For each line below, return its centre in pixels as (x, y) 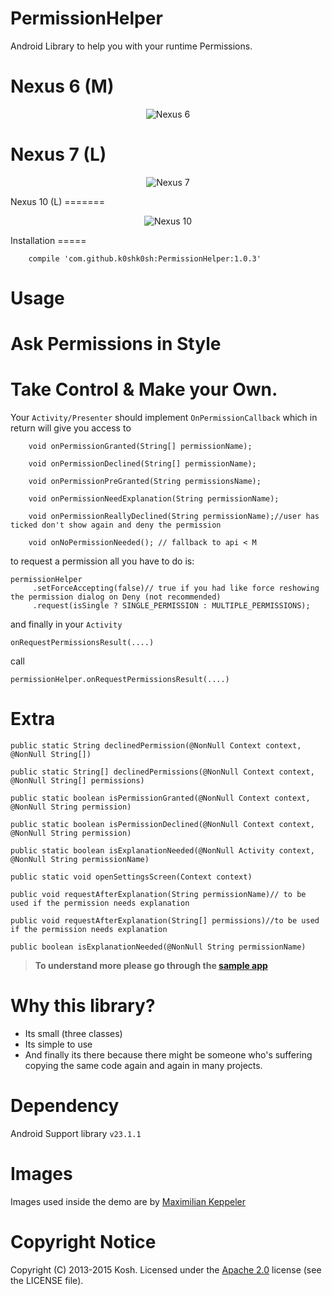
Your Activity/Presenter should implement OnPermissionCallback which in (164, 418)
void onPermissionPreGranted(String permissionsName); (145, 482)
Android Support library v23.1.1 (76, 1133)
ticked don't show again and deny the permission (116, 525)
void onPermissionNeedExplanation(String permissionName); (154, 499)
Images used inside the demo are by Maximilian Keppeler (128, 1201)
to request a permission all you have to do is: (102, 561)
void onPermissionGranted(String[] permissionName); (140, 447)
